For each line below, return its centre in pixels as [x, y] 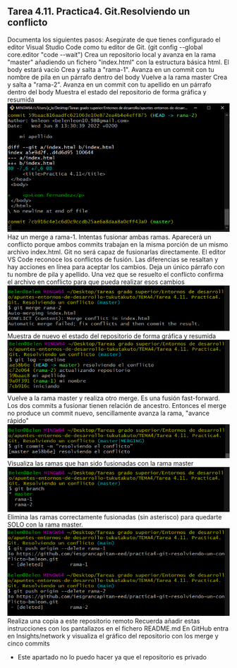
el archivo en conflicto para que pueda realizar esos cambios [96, 282]
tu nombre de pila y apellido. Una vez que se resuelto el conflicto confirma [116, 275]
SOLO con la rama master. [45, 524]
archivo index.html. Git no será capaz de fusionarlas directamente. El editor [116, 252]
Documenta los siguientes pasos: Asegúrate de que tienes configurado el [114, 39]
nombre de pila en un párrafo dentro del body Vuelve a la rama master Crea [117, 77]
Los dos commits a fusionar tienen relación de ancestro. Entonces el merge [117, 405]
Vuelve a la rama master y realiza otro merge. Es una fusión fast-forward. [114, 398]
